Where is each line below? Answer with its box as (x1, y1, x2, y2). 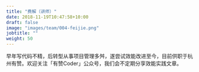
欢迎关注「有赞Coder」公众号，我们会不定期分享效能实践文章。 (26, 60, 182, 67)
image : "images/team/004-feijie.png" (6, 25, 99, 31)
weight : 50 (6, 36, 33, 42)
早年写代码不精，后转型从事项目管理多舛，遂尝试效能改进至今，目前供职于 (6, 53, 188, 59)
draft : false (6, 19, 38, 25)
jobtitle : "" (6, 30, 38, 36)
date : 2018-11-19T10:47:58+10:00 (6, 14, 89, 20)
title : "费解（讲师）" (6, 8, 57, 15)
